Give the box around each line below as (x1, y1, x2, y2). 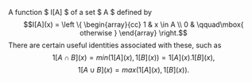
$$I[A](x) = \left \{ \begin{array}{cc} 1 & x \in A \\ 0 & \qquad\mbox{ (23, 20, 244, 29)
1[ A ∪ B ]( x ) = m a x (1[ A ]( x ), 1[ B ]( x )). (77, 65, 190, 74)
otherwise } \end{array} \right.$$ (79, 28, 188, 37)
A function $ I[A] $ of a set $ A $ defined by (8, 8, 153, 17)
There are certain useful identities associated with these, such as (8, 40, 222, 50)
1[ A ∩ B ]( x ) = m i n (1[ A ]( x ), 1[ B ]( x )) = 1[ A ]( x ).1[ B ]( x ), (52, 53, 215, 62)
